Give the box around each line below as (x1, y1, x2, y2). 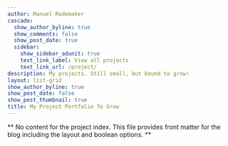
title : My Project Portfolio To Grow (7, 103, 120, 110)
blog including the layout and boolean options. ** (7, 130, 152, 139)
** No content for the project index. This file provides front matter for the (7, 122, 221, 131)
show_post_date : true (14, 37, 78, 44)
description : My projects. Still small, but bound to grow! (7, 70, 190, 77)
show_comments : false (14, 30, 78, 38)
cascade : (7, 17, 33, 24)
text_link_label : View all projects (20, 57, 130, 64)
